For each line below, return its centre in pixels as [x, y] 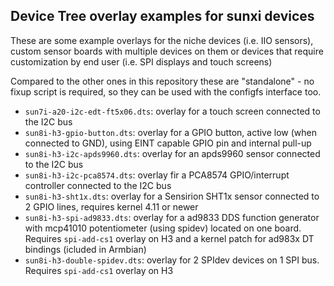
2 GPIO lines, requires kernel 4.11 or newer [111, 206]
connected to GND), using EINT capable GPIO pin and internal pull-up [168, 143]
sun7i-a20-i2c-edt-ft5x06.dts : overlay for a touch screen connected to [172, 111]
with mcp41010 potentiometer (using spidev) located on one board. [163, 228]
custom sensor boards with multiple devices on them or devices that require [167, 51]
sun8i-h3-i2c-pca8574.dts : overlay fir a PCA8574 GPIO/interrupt [157, 175]
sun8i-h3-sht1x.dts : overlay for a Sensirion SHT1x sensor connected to [172, 196]
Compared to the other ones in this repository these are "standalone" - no [162, 81]
